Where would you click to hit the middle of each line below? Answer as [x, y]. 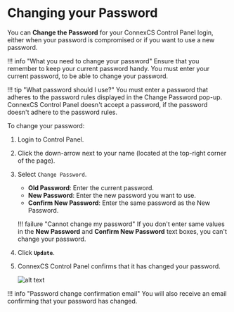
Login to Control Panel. [51, 139]
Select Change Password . [52, 174]
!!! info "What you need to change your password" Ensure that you [103, 61]
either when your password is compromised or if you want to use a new [111, 39]
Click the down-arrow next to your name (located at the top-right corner [122, 153]
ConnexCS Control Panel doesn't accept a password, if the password [108, 104]
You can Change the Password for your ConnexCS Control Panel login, [110, 32]
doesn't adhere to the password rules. [63, 112]
